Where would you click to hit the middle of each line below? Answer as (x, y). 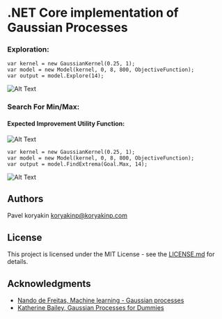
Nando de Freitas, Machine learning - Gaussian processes (101, 300)
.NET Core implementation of (93, 13)
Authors (25, 199)
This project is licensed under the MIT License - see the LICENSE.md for (111, 254)
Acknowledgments (49, 283)
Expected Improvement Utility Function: (66, 124)
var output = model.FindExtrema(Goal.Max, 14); (78, 164)
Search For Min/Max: (43, 107)
